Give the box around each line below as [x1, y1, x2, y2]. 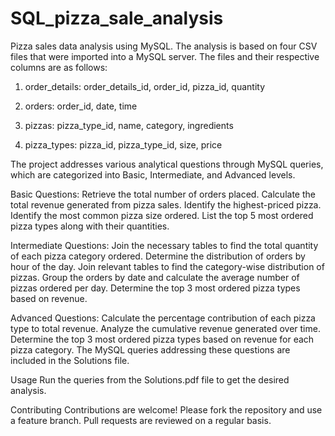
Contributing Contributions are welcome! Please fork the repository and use [10, 403, 323, 416]
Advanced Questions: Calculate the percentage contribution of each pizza [10, 312, 316, 324]
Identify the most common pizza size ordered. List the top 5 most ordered [10, 209, 314, 221]
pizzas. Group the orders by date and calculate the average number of [10, 271, 300, 283]
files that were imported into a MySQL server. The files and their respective [10, 50, 320, 62]
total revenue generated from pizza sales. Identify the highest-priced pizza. [10, 198, 322, 211]
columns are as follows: [10, 61, 108, 73]
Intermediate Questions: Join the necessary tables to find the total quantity [10, 239, 319, 251]
